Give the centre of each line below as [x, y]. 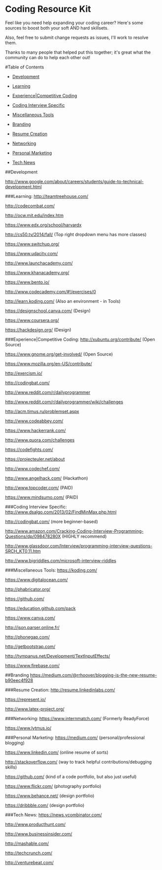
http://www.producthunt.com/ [35, 824]
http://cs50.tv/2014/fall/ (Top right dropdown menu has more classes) [76, 234]
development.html [23, 187]
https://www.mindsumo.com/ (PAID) [42, 497]
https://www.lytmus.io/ [28, 728]
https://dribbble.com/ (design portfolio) [45, 805]
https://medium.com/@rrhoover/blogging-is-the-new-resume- [94, 675]
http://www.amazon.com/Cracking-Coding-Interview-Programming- [74, 531]
